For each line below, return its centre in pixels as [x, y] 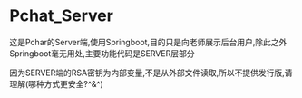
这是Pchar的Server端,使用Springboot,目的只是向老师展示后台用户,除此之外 [148, 42]
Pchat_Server [61, 16]
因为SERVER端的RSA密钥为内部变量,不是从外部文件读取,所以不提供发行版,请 [151, 73]
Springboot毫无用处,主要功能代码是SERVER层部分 [102, 53]
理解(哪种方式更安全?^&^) [57, 83]
